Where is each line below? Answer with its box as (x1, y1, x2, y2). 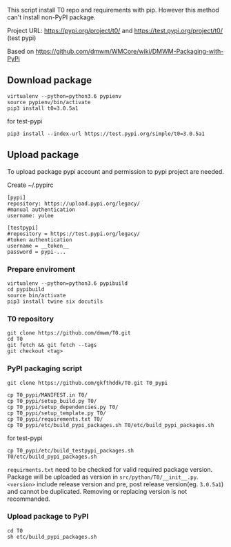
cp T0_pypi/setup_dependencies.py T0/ (7, 404, 119, 410)
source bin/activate (7, 292, 67, 299)
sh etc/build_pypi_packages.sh (7, 533, 97, 540)
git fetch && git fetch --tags (7, 341, 97, 349)
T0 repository (7, 314, 54, 324)
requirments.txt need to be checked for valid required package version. (7, 465, 213, 473)
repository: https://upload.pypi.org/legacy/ (7, 200, 140, 207)
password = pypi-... (7, 248, 67, 255)
